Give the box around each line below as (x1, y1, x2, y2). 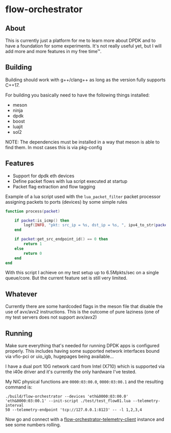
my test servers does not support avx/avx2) (5, 314, 97, 320)
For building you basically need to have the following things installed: (5, 92, 150, 98)
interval (5, 403, 24, 408)
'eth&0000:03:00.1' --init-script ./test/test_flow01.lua (5, 398, 131, 403)
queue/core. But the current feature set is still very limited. (5, 275, 128, 281)
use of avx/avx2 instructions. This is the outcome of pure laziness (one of (5, 309, 160, 315)
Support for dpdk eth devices (12, 173, 75, 179)
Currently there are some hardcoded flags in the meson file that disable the (5, 303, 163, 309)
